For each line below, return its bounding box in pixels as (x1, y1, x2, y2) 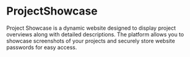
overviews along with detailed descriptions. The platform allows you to (6, 30, 185, 38)
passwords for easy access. (6, 44, 78, 51)
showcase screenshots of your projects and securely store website (6, 37, 175, 44)
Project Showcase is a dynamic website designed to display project (6, 24, 176, 32)
